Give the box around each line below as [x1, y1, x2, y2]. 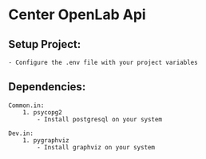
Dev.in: [8, 129, 34, 137]
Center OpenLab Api [8, 6, 146, 24]
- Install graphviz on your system [37, 143, 156, 151]
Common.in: [8, 101, 45, 109]
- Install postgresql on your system [37, 115, 162, 123]
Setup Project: [8, 38, 81, 51]
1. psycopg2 [22, 108, 62, 117]
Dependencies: [8, 80, 86, 93]
